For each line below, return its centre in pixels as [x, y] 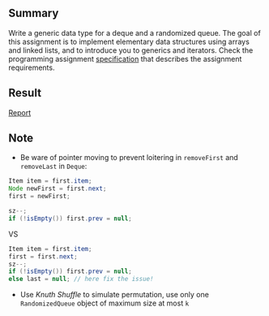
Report [20, 112]
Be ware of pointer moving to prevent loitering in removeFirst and [129, 158]
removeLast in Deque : [53, 167]
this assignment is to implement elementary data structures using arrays [129, 41]
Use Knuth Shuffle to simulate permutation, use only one [114, 295]
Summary [34, 13]
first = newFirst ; [39, 197]
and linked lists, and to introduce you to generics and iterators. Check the [131, 50]
